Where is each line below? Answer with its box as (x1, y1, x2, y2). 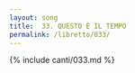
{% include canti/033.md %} (9, 55, 115, 66)
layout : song (9, 13, 58, 23)
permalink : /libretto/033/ (9, 30, 111, 39)
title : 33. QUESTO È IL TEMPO (9, 22, 127, 31)
